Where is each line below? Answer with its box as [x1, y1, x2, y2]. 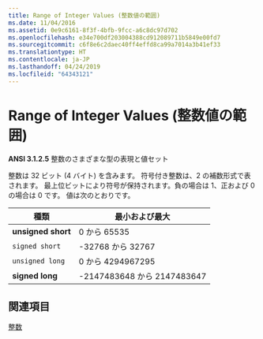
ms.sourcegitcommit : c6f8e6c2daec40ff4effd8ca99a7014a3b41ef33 [8, 41, 221, 49]
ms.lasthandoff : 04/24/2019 [8, 63, 101, 71]
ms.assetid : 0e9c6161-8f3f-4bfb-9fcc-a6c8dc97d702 [8, 26, 178, 34]
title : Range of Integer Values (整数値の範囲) [8, 11, 160, 20]
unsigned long [12, 256, 66, 265]
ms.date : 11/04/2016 [8, 19, 77, 27]
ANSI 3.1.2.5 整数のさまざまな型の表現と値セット [8, 154, 169, 163]
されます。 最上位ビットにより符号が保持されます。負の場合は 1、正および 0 [8, 181, 255, 190]
